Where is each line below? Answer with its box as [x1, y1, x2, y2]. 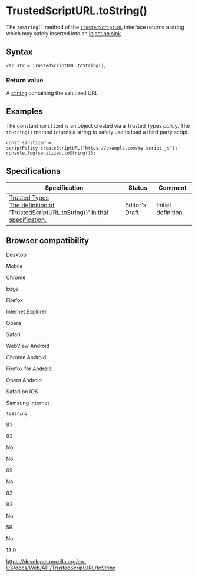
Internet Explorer [6, 308, 47, 316]
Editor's [125, 201, 147, 209]
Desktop [6, 251, 27, 258]
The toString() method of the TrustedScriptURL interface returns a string [6, 24, 184, 31]
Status [128, 184, 147, 192]
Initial [156, 201, 171, 209]
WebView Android [6, 343, 50, 350]
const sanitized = [6, 140, 51, 145]
